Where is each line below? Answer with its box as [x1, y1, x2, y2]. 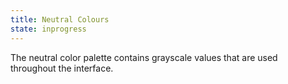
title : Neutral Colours [10, 14, 110, 25]
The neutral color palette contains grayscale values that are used [10, 51, 278, 63]
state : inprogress [10, 24, 87, 34]
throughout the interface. [10, 62, 114, 74]
